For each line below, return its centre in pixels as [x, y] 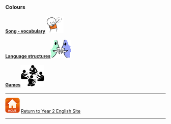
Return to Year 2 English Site [51, 111]
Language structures [28, 56]
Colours [15, 7]
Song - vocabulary [25, 31]
